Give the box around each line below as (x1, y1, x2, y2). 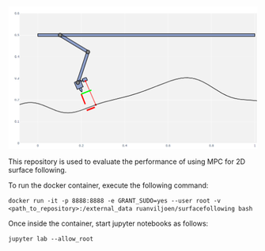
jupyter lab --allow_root (8, 235, 93, 243)
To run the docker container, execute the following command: (8, 181, 209, 190)
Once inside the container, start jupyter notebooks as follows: (8, 219, 209, 228)
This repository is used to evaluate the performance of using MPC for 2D (8, 157, 246, 166)
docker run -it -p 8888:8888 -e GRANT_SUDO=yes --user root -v (8, 197, 221, 205)
